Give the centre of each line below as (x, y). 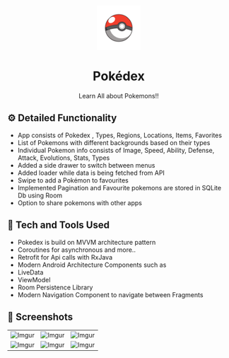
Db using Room (40, 195)
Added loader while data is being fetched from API (91, 173)
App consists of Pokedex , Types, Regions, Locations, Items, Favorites (120, 135)
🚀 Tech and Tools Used (58, 225)
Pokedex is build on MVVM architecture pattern (87, 242)
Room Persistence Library (55, 287)
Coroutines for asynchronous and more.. (77, 250)
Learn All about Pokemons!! (119, 96)
